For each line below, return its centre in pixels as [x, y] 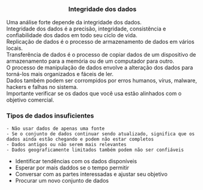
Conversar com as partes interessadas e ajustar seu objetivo [91, 174]
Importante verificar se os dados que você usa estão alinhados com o [94, 94]
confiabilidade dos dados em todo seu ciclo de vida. [72, 35]
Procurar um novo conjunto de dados [62, 180]
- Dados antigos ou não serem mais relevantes [66, 144]
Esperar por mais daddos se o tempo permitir [72, 167]
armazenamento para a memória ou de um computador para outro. [91, 61]
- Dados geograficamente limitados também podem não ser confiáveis [95, 150]
